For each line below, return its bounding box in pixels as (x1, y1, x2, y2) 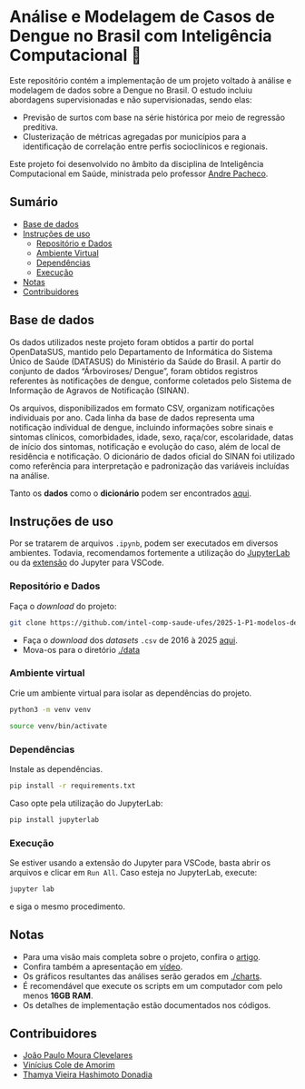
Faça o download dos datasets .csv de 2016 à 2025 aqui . (22, 634, 239, 646)
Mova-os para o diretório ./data (22, 644, 141, 655)
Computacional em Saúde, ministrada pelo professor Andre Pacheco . (9, 168, 269, 179)
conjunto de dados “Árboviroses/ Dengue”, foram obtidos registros (9, 365, 259, 376)
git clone (9, 618, 47, 628)
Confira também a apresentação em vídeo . (22, 961, 183, 972)
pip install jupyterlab (9, 815, 100, 824)
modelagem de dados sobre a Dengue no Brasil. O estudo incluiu (9, 84, 252, 95)
